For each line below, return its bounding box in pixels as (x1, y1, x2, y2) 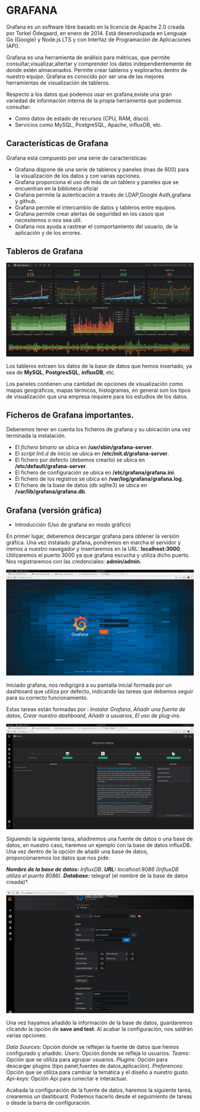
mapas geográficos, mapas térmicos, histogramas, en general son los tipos (6, 387, 191, 394)
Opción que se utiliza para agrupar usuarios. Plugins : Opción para (6, 1056, 168, 1063)
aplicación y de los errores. (14, 229, 82, 236)
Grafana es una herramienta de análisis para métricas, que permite (6, 54, 170, 61)
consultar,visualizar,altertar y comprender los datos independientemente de (6, 60, 192, 67)
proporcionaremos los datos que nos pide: (6, 854, 110, 861)
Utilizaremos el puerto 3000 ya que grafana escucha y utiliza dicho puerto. (6, 552, 190, 559)
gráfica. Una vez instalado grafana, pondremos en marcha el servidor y (6, 539, 181, 546)
